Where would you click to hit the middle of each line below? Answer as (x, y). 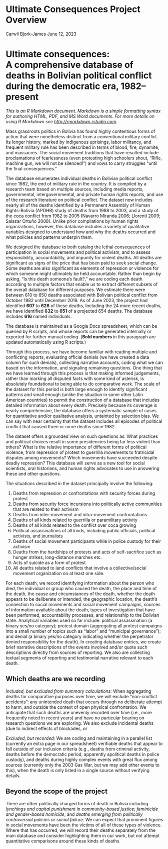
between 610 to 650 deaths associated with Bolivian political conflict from (82, 295)
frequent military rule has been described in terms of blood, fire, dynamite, (82, 147)
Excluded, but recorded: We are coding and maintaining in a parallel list (79, 738)
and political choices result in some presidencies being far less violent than (83, 441)
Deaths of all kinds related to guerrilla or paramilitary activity (75, 520)
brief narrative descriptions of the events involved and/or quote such (76, 647)
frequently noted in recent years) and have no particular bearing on (75, 718)
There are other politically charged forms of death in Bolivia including (77, 803)
